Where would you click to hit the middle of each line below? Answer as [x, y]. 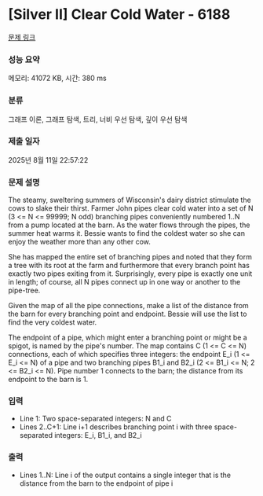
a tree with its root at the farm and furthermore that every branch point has [129, 266]
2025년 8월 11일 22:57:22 [48, 160]
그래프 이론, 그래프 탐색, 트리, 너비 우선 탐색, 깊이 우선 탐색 [98, 119]
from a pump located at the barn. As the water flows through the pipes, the [129, 225]
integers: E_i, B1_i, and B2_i [99, 435]
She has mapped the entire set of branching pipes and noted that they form [130, 257]
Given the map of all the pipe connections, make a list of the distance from [128, 306]
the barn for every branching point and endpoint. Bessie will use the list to [128, 314]
